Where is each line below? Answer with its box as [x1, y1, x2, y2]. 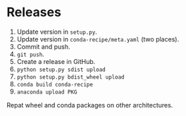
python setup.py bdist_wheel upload [16, 73, 125, 81]
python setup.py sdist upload [16, 66, 106, 73]
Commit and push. [16, 42, 71, 51]
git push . [16, 50, 45, 58]
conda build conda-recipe [16, 81, 93, 88]
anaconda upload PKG [16, 89, 77, 96]
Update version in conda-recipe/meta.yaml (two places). [16, 34, 180, 43]
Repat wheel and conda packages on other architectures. [6, 101, 173, 109]
